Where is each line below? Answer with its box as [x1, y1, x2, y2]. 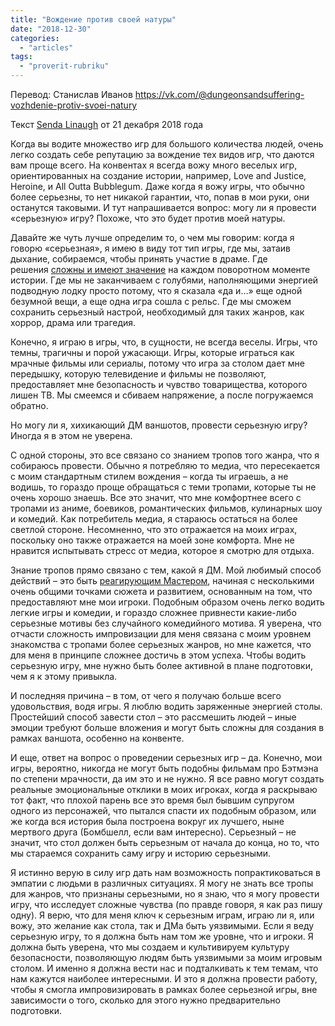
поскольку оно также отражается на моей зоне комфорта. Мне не [10, 534, 295, 546]
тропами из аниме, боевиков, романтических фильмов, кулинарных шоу [10, 502, 323, 514]
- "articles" [19, 42, 74, 53]
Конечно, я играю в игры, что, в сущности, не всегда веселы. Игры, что [10, 336, 318, 348]
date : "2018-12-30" [10, 24, 92, 34]
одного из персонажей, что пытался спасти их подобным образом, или [10, 805, 317, 816]
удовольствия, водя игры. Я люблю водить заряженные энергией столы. [10, 701, 323, 712]
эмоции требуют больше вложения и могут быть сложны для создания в [10, 722, 325, 733]
